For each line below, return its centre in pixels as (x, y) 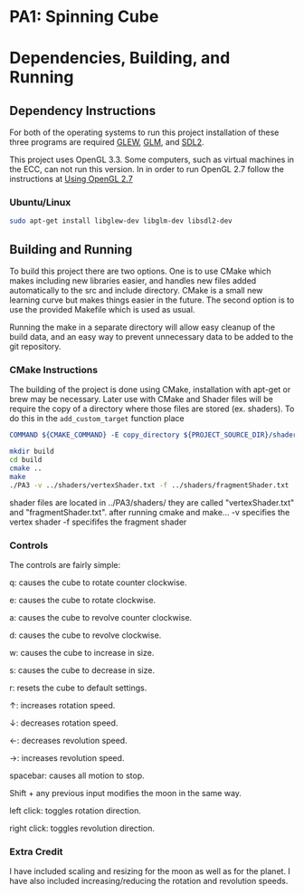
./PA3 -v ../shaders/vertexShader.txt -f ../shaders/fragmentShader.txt (149, 485)
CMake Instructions (53, 371)
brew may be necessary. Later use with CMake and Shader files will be (141, 399)
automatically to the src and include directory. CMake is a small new (136, 291)
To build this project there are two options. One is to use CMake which (140, 271)
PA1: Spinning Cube (84, 17)
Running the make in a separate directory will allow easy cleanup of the (142, 327)
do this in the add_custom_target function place (97, 419)
